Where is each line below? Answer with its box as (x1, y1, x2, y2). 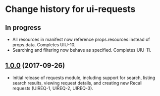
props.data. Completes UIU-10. (12, 42, 76, 48)
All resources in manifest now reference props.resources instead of (12, 36, 150, 42)
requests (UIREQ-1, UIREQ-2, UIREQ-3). (12, 85, 93, 91)
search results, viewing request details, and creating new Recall (12, 80, 143, 86)
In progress (5, 23, 41, 32)
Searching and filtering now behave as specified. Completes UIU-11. (12, 47, 151, 53)
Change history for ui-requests (5, 3, 136, 15)
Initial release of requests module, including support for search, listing (12, 75, 156, 81)
